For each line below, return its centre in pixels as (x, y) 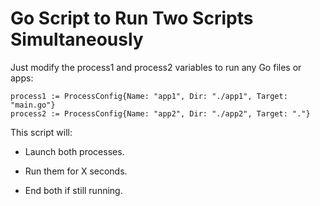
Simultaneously (77, 39)
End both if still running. (73, 190)
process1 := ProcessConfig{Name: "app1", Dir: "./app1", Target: (149, 96)
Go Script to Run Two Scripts (132, 18)
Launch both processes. (74, 151)
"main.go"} (33, 105)
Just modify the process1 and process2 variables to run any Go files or (156, 67)
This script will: (41, 132)
